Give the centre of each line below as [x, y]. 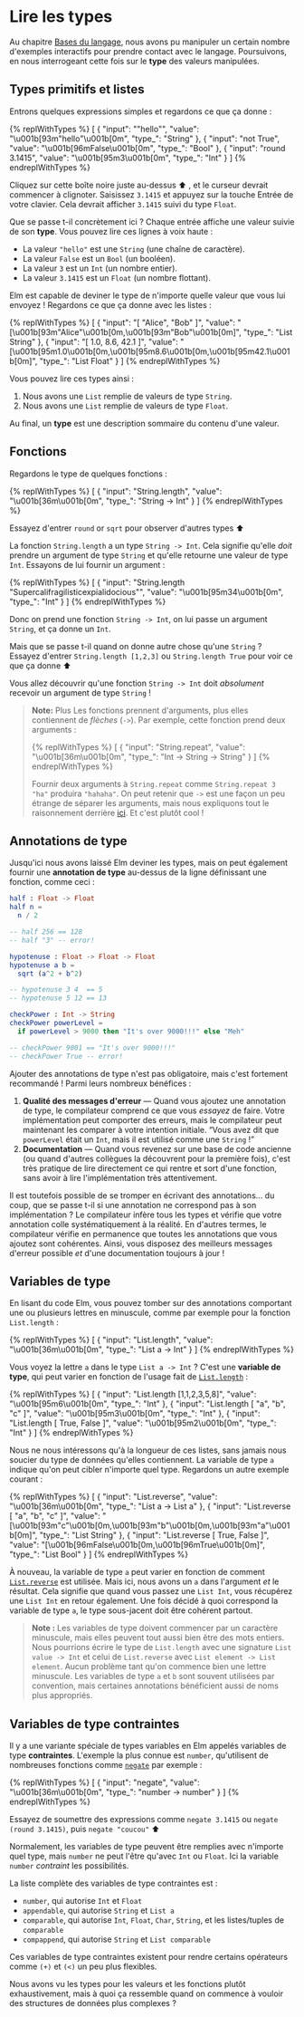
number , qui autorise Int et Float [82, 1901]
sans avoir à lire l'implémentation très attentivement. [120, 1177]
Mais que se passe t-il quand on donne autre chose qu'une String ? [136, 646]
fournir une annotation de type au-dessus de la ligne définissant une [138, 872]
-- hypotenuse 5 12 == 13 [58, 998]
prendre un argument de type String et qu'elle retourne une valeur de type [149, 555]
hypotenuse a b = [42, 965]
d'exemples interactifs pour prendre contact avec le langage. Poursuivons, [148, 51]
